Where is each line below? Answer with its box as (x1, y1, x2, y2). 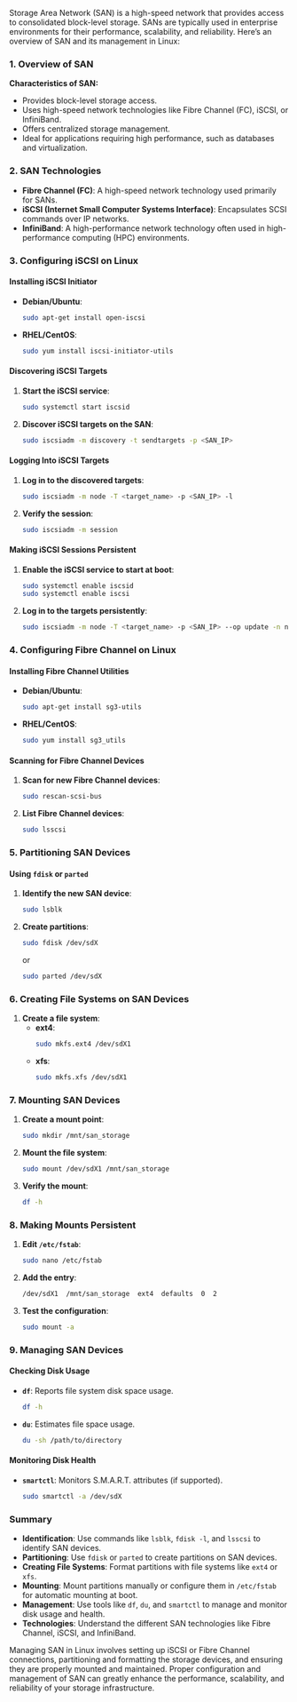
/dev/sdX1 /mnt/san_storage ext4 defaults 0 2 (21, 1289, 217, 1298)
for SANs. (21, 195, 58, 205)
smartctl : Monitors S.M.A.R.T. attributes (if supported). (21, 1475, 223, 1485)
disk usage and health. (21, 1608, 106, 1619)
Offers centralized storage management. (21, 123, 171, 134)
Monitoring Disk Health (9, 1455, 97, 1466)
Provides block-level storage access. (21, 95, 158, 106)
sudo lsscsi (21, 825, 66, 834)
